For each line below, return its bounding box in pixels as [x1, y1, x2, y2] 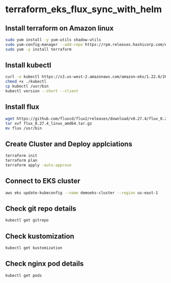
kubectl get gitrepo [5, 218, 49, 223]
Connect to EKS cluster [5, 177, 80, 185]
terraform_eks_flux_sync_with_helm [5, 4, 162, 15]
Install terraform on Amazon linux [5, 24, 114, 33]
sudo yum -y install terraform [5, 47, 72, 52]
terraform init [5, 153, 38, 158]
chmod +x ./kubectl [5, 79, 47, 84]
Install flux [5, 103, 40, 111]
